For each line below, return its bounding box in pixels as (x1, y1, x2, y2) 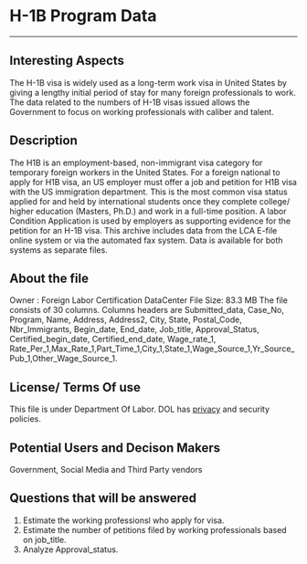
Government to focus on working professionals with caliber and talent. (9, 106, 274, 117)
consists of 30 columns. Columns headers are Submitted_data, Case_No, (9, 305, 285, 316)
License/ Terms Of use (9, 380, 142, 395)
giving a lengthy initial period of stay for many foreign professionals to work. (9, 87, 297, 98)
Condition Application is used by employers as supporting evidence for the (9, 215, 291, 226)
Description (9, 133, 78, 149)
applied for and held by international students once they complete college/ (9, 195, 291, 206)
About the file (9, 270, 90, 286)
